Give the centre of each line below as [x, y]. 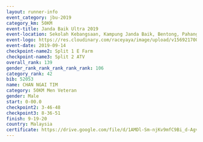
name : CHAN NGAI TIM [32, 85]
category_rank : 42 [29, 74]
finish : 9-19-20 [27, 118]
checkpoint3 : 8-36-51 [34, 113]
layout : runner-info [32, 12]
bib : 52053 [20, 79]
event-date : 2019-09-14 [36, 46]
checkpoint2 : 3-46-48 [34, 107]
